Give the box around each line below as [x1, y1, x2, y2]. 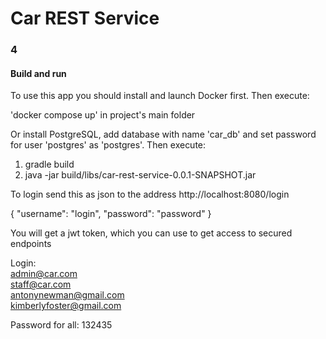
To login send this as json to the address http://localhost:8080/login [10, 188, 290, 201]
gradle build [24, 158, 75, 171]
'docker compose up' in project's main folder [10, 109, 196, 121]
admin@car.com [10, 268, 78, 280]
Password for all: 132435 [10, 319, 113, 331]
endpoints [10, 238, 52, 250]
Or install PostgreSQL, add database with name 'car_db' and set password [10, 128, 317, 141]
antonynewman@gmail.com [10, 289, 125, 301]
